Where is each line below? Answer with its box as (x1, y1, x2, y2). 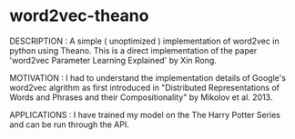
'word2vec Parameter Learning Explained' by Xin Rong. (9, 55, 217, 65)
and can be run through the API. (9, 119, 129, 130)
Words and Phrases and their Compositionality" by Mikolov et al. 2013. (9, 92, 273, 103)
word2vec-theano (9, 5, 149, 26)
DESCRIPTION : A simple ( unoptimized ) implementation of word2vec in (9, 35, 280, 46)
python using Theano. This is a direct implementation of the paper (9, 45, 258, 55)
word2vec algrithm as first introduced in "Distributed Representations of (9, 82, 280, 93)
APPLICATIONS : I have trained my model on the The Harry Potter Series (9, 109, 280, 120)
